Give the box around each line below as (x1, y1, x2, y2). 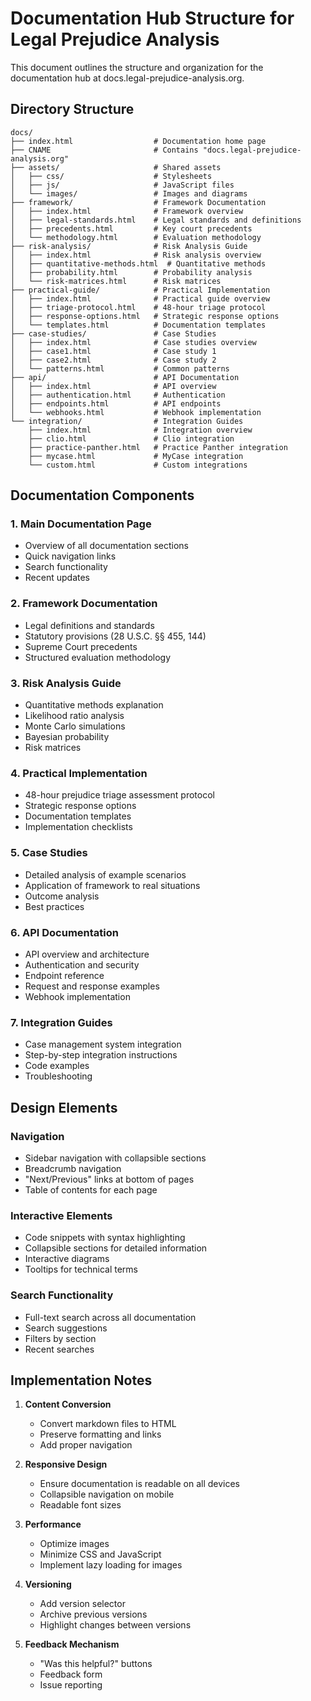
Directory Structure (10, 101, 135, 118)
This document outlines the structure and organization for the (10, 61, 264, 73)
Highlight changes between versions (39, 1619, 192, 1631)
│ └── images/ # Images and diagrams (10, 188, 248, 199)
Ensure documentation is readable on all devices (39, 1478, 240, 1490)
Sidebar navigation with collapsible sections (24, 1152, 207, 1164)
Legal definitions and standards (24, 619, 155, 631)
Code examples (24, 1060, 90, 1072)
